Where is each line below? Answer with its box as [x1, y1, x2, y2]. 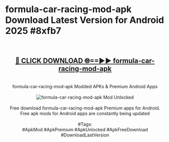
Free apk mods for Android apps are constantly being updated [20, 110, 150, 116]
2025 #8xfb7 [5, 25, 62, 37]
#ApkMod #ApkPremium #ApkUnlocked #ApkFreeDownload [22, 126, 148, 132]
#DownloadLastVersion [60, 132, 110, 138]
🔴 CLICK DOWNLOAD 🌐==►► [15, 57, 112, 65]
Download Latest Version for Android [5, 14, 164, 26]
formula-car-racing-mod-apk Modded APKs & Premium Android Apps [12, 83, 158, 89]
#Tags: [77, 121, 93, 127]
